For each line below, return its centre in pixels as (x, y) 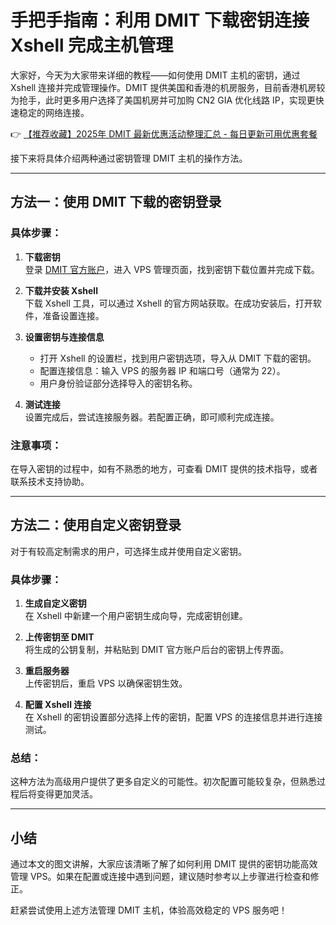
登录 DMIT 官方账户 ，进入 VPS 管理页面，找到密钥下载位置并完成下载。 (172, 269)
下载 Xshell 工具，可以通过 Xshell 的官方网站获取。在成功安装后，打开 (168, 303)
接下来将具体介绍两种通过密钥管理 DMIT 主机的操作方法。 (129, 158)
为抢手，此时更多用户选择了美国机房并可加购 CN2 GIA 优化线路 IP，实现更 (163, 100)
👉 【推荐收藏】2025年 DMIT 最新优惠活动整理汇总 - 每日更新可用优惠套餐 (164, 133)
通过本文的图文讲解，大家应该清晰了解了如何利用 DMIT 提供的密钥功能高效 (164, 864)
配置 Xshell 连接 (58, 705)
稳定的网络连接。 (54, 112)
